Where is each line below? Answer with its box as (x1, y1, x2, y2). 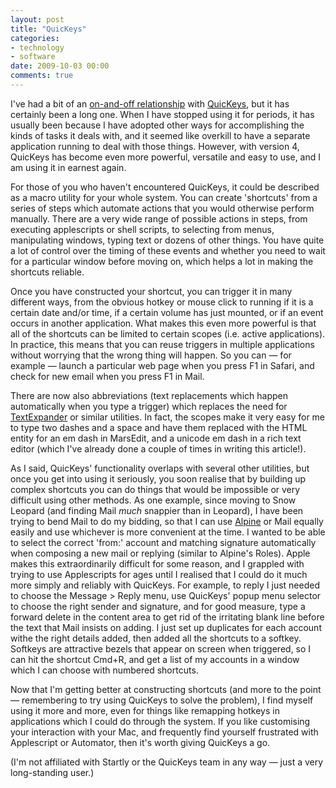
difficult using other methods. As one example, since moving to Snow (10, 494, 297, 506)
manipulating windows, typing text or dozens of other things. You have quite (10, 234, 325, 246)
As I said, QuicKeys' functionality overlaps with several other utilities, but (10, 462, 310, 474)
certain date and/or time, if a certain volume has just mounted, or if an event (10, 306, 324, 318)
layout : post (10, 14, 65, 25)
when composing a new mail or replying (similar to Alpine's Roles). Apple (10, 547, 311, 559)
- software (10, 52, 56, 62)
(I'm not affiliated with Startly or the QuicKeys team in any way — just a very (10, 756, 324, 768)
